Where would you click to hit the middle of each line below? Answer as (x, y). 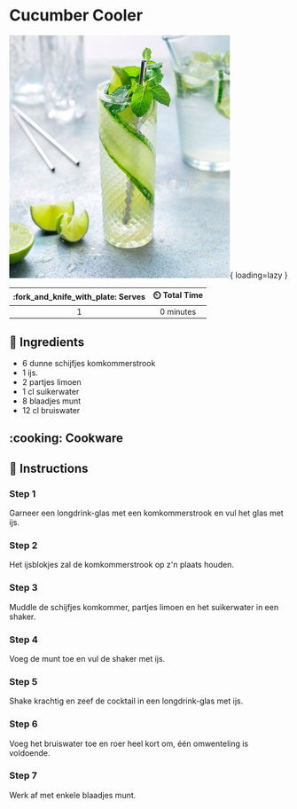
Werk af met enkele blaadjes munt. (73, 795)
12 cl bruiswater (51, 410)
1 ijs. (30, 373)
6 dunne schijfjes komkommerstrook (89, 363)
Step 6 (23, 724)
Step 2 (23, 545)
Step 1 (23, 493)
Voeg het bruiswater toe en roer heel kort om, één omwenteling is (129, 743)
